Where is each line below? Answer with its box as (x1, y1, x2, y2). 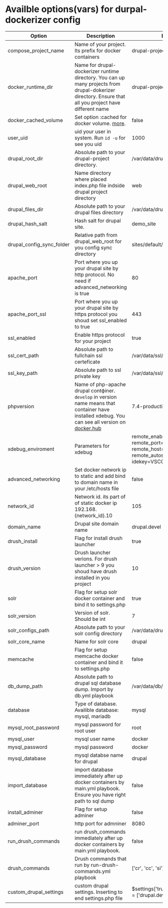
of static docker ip (74, 499, 117, 506)
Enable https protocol (74, 331, 125, 338)
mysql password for (74, 721, 121, 728)
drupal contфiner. (74, 387, 115, 394)
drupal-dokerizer (74, 86, 115, 93)
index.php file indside (74, 182, 125, 189)
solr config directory (74, 630, 122, 637)
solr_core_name (7, 638, 45, 645)
